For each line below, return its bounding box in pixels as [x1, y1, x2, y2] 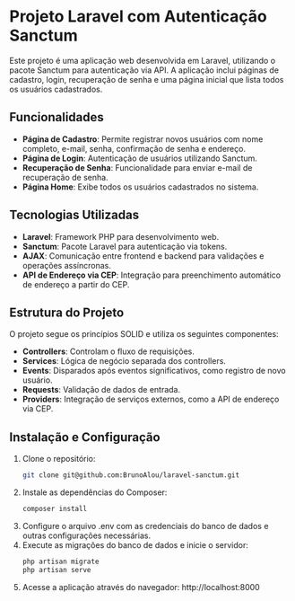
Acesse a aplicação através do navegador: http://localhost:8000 [22, 581, 260, 592]
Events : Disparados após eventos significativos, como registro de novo [22, 366, 286, 376]
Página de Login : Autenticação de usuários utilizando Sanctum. [22, 153, 258, 164]
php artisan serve [22, 565, 91, 574]
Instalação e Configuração [9, 429, 161, 445]
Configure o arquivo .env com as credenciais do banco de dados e [22, 520, 269, 531]
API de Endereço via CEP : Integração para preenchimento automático [22, 270, 281, 280]
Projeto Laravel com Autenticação [9, 6, 267, 27]
